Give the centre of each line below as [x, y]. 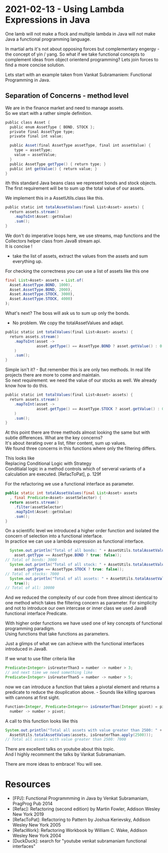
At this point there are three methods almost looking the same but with [78, 432]
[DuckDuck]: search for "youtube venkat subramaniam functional [79, 841]
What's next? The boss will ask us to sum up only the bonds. [67, 313]
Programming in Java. [28, 80]
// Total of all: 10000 [30, 588]
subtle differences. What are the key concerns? [54, 438]
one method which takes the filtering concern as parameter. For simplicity [81, 603]
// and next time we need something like [49, 673]
